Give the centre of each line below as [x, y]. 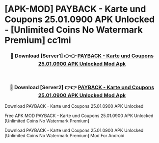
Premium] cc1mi [38, 40]
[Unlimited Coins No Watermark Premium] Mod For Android [65, 135]
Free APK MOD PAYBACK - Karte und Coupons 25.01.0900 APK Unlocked [79, 116]
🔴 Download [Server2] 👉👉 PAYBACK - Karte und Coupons [82, 88]
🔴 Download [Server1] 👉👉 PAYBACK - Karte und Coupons [82, 56]
